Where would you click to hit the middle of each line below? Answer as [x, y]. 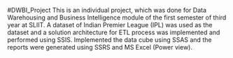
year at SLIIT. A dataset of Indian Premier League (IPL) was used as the [110, 25]
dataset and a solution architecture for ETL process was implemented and [114, 32]
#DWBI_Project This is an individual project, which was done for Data [107, 10]
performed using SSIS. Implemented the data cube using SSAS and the [110, 40]
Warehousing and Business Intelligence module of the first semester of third [117, 17]
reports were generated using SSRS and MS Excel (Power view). [100, 47]
